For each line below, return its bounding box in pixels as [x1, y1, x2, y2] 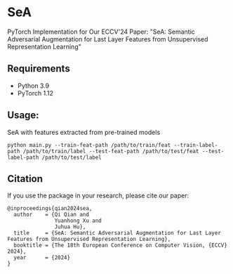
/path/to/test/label [41, 154, 102, 161]
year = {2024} [13, 254, 71, 261]
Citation [7, 173, 44, 185]
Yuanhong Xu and [54, 217, 102, 225]
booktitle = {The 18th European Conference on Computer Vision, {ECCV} [13, 242, 228, 249]
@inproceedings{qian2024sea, [7, 205, 93, 212]
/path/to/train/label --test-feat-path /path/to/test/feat [22, 148, 199, 155]
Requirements [7, 63, 70, 74]
